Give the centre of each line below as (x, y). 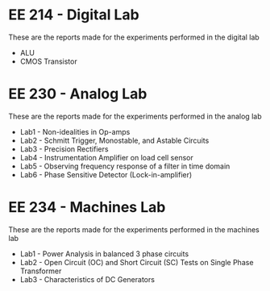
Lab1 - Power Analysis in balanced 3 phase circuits (104, 254)
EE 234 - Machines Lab (87, 208)
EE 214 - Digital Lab (74, 15)
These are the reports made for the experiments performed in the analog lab (135, 116)
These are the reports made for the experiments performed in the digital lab (134, 37)
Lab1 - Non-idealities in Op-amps (75, 131)
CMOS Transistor (49, 61)
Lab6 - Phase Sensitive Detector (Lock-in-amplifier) (106, 174)
